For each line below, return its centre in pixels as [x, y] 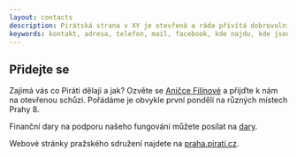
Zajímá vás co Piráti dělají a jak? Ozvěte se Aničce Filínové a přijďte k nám [144, 91]
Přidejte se [39, 69]
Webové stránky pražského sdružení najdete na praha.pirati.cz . [124, 144]
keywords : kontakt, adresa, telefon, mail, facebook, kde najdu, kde [140, 34]
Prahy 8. [24, 109]
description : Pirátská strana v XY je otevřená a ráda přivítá [128, 26]
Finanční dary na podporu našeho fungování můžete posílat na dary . [133, 127]
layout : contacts [41, 17]
